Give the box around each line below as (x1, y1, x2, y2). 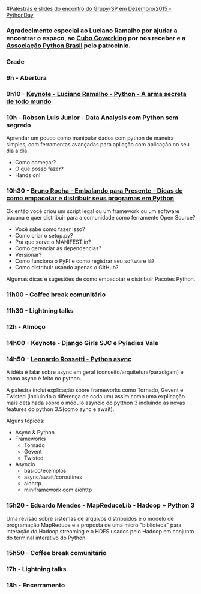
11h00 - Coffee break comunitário (6, 290, 106, 299)
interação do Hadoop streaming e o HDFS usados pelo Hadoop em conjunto (6, 527, 194, 535)
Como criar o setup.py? (14, 232, 73, 239)
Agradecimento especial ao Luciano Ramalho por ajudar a (6, 26, 178, 35)
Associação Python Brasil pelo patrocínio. (6, 41, 131, 50)
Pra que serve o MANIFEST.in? (14, 238, 91, 245)
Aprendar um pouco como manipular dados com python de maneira (6, 134, 174, 142)
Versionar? (14, 251, 42, 259)
